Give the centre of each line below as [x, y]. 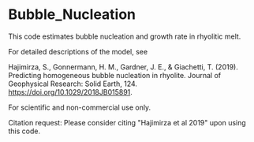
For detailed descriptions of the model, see [78, 51]
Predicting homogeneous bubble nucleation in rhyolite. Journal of [115, 75]
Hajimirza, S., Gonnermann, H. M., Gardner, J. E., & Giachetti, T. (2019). [123, 67]
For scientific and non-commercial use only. [80, 107]
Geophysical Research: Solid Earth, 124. [73, 84]
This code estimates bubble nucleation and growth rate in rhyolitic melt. [125, 36]
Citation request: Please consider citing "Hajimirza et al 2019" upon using [127, 122]
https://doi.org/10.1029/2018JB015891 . [70, 92]
